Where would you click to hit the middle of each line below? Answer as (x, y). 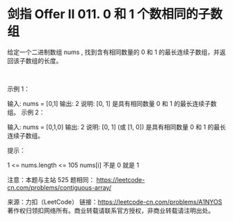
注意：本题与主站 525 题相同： (51, 179)
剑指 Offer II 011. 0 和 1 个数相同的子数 (115, 14)
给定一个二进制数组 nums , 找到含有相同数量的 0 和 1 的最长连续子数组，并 (114, 52)
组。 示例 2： (26, 112)
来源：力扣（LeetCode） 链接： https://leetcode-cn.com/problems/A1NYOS (115, 202)
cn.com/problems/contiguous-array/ (59, 187)
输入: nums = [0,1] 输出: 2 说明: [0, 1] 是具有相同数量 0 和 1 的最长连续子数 (112, 103)
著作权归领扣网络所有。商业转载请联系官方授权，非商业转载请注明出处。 (111, 210)
